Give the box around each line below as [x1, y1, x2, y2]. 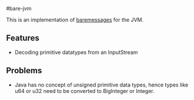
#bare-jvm [6, 5, 32, 12]
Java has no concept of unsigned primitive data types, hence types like [14, 81, 189, 88]
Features [6, 33, 40, 43]
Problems [6, 65, 42, 75]
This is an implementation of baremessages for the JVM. [6, 16, 144, 23]
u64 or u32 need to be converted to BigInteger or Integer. [14, 87, 155, 94]
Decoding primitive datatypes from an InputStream [14, 49, 139, 56]
